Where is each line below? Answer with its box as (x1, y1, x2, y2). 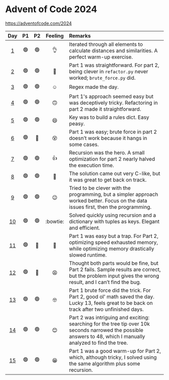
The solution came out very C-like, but (68, 170, 160, 177)
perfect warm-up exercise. (68, 53, 133, 60)
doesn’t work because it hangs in (68, 134, 147, 141)
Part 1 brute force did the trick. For (68, 287, 151, 294)
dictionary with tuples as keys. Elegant (68, 218, 160, 225)
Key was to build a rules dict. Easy (68, 114, 149, 121)
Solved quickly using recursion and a (68, 211, 156, 218)
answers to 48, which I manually (68, 332, 145, 340)
